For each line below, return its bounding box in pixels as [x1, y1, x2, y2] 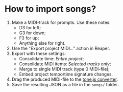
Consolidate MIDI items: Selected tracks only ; [19, 61, 111, 67]
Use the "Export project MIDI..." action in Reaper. [11, 45, 111, 51]
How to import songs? [4, 3, 97, 15]
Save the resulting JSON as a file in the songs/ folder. [11, 81, 119, 87]
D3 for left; [19, 24, 41, 30]
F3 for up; [19, 35, 39, 41]
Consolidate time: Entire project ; [19, 55, 84, 61]
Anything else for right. [19, 40, 66, 46]
